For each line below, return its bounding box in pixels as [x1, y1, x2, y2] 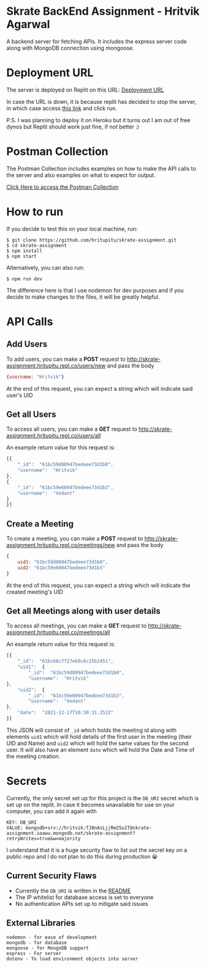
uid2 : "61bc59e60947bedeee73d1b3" [17, 564, 105, 571]
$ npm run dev [6, 275, 43, 282]
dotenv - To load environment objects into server [6, 956, 139, 962]
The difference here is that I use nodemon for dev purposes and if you [6, 286, 184, 294]
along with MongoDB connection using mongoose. [6, 44, 134, 52]
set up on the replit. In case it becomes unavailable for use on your [6, 801, 175, 808]
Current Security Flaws [6, 871, 97, 881]
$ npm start [6, 253, 37, 259]
